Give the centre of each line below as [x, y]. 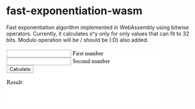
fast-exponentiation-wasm [75, 11]
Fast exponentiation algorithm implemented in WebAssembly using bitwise [97, 27]
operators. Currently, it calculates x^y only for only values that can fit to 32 [98, 33]
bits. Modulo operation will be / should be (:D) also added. [78, 40]
